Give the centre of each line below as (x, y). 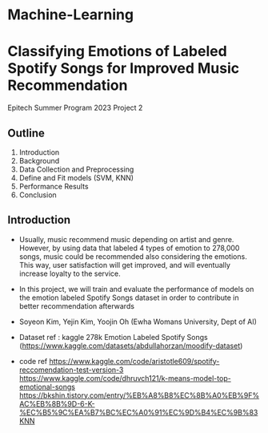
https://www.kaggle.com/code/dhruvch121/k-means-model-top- (125, 378)
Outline (26, 133)
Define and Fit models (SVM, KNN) (76, 177)
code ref (33, 361)
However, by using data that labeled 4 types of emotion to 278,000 (129, 248)
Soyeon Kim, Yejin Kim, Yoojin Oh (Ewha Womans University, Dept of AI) (138, 322)
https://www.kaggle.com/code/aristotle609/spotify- (134, 361)
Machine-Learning (70, 15)
